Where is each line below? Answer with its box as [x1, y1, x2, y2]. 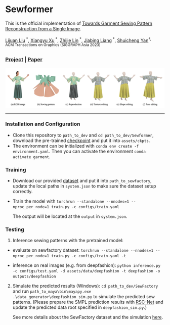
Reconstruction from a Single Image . [5, 25, 81, 31]
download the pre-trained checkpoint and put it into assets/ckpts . [12, 137, 150, 144]
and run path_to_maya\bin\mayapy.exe [12, 288, 92, 294]
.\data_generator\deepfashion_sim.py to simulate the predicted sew [12, 294, 155, 300]
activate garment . [12, 153, 51, 160]
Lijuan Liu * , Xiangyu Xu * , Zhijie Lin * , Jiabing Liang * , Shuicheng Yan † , [5, 36, 152, 43]
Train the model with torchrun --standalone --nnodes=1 [12, 198, 130, 204]
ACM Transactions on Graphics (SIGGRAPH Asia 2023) [5, 42, 101, 48]
